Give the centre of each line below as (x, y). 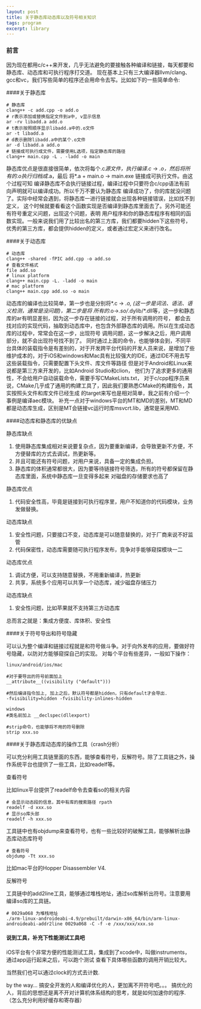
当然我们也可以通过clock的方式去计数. (53, 972)
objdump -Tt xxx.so (31, 856)
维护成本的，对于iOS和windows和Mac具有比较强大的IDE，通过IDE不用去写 (98, 355)
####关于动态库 (26, 241)
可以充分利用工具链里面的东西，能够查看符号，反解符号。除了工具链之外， (98, 757)
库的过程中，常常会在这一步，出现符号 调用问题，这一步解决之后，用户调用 (99, 333)
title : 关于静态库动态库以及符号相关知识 (51, 17)
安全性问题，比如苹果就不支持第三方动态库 (67, 608)
